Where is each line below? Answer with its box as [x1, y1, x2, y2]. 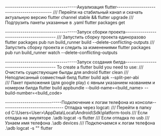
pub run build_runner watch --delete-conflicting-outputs [5, 50, 117, 55]
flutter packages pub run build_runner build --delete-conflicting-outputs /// [5, 39, 155, 45]
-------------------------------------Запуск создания [5, 59, 112, 65]
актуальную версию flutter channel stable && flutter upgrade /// [5, 15, 134, 20]
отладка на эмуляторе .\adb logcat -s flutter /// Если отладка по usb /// [5, 115, 150, 120]
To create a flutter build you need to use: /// [57, 64, 144, 70]
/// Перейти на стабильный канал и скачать [53, 9, 143, 15]
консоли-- [135, 100, 157, 105]
